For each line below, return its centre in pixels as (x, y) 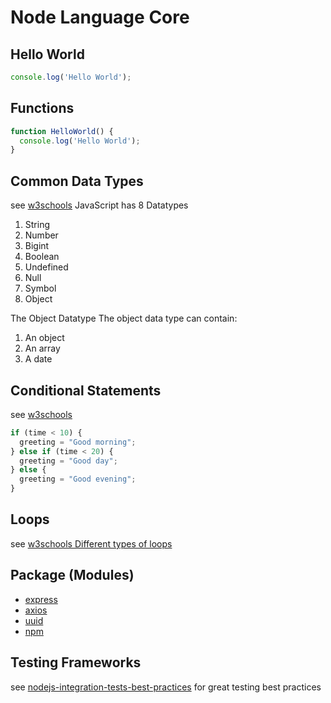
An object (44, 338)
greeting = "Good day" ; (68, 461)
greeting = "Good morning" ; (78, 442)
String (37, 225)
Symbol (40, 288)
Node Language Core (100, 17)
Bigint (37, 246)
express (41, 599)
